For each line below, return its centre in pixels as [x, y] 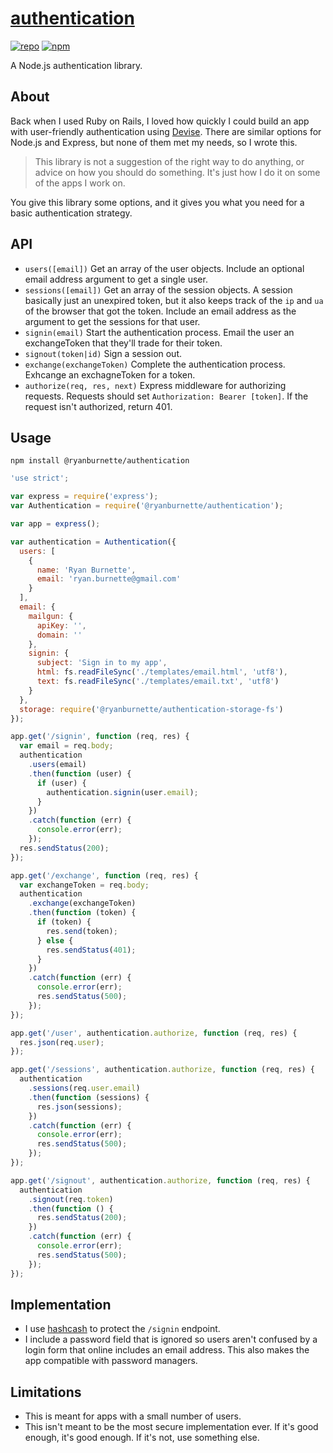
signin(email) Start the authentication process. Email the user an [159, 332]
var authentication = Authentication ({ [93, 542]
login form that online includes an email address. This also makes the [167, 1350]
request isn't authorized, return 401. [98, 406]
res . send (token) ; [82, 931]
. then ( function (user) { [80, 773]
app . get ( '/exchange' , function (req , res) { [104, 875]
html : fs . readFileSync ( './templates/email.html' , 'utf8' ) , [162, 672]
